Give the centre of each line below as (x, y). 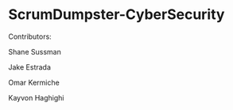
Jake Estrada (30, 67)
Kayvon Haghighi (36, 97)
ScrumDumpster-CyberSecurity (116, 15)
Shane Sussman (35, 51)
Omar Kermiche (34, 82)
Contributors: (30, 36)
